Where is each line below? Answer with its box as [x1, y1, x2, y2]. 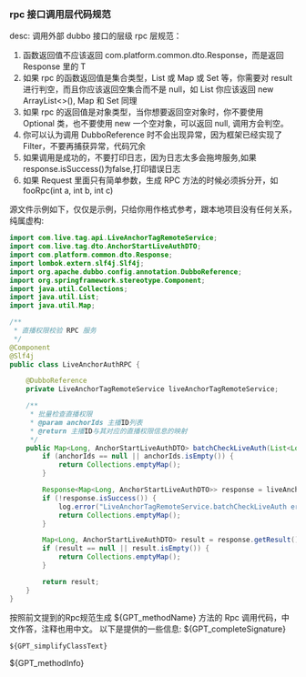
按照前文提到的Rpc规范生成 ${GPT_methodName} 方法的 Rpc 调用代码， [9, 611, 282, 622]
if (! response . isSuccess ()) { [42, 493, 157, 502]
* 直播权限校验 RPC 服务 [13, 326, 97, 336]
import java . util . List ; [9, 293, 100, 302]
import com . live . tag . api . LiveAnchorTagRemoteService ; [9, 234, 219, 243]
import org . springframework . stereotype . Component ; [9, 276, 206, 285]
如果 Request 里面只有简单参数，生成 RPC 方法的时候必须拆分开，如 [22, 175, 279, 186]
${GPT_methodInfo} [9, 657, 85, 668]
